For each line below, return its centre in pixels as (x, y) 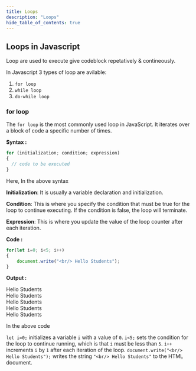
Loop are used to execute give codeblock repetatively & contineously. (91, 61)
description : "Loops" (33, 17)
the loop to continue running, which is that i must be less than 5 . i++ (89, 344)
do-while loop (32, 97)
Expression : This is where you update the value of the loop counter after (94, 221)
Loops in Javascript (43, 46)
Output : (17, 278)
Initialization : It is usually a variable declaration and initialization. (85, 192)
